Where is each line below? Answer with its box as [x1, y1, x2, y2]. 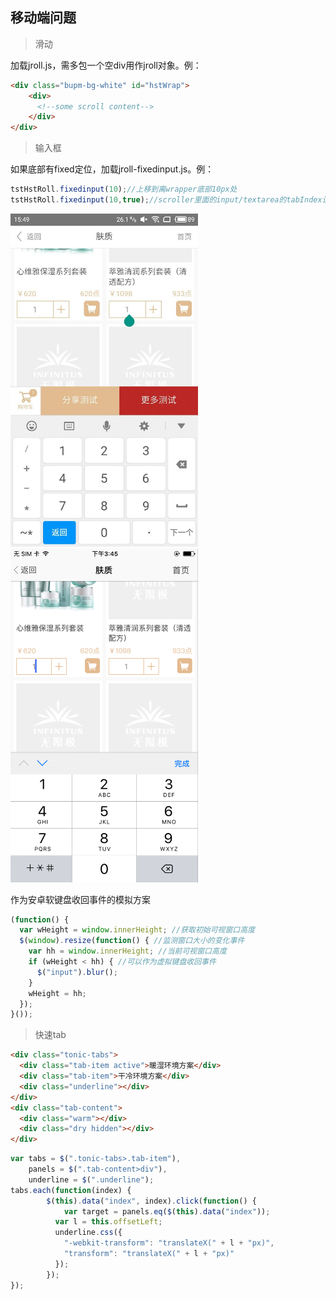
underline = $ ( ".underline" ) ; [28, 1174, 155, 1185]
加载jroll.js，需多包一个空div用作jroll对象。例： [10, 59, 202, 71]
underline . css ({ [54, 1228, 123, 1238]
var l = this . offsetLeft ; [54, 1217, 163, 1227]
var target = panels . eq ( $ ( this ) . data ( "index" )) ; [63, 1206, 271, 1217]
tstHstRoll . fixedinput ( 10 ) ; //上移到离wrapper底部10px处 [10, 184, 238, 195]
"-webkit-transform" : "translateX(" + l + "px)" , [63, 1238, 275, 1248]
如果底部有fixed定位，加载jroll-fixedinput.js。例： [10, 163, 215, 175]
